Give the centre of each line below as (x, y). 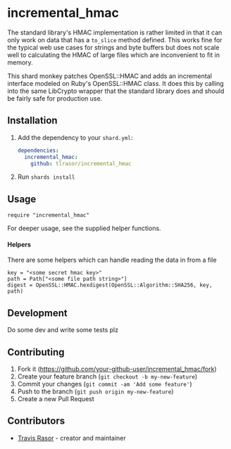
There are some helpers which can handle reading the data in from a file (112, 260)
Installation (32, 121)
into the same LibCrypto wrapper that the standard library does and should (116, 91)
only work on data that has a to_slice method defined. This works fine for (115, 39)
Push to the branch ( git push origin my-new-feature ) (95, 391)
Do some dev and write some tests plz (63, 330)
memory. (20, 62)
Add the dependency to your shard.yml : (75, 137)
